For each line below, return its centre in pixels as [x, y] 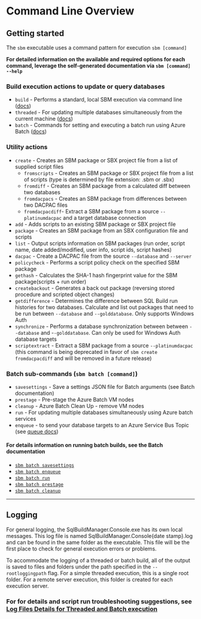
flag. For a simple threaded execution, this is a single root [118, 573]
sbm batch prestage [39, 485]
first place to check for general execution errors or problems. [81, 549]
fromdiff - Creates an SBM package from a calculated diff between [107, 186]
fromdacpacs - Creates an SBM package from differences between [105, 198]
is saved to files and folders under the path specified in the [79, 567]
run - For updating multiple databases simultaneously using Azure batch [104, 412]
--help [14, 72]
